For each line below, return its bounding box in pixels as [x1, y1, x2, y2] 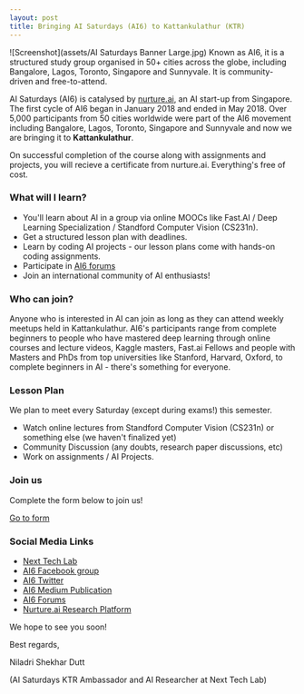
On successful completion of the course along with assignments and [9, 149, 266, 160]
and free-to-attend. [34, 75, 108, 86]
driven [9, 75, 34, 86]
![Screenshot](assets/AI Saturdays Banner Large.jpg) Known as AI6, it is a [9, 46, 285, 57]
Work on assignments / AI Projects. [22, 451, 154, 462]
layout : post [9, 13, 59, 23]
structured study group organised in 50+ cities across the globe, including [9, 56, 288, 67]
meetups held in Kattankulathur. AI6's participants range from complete [9, 323, 277, 334]
